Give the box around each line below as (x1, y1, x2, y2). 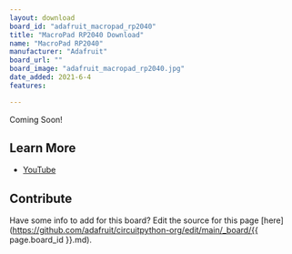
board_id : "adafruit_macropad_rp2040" (9, 22, 156, 31)
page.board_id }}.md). (9, 234, 93, 246)
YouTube (22, 165, 56, 176)
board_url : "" (9, 56, 64, 65)
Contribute (9, 190, 73, 206)
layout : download (9, 13, 76, 23)
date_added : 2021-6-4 (9, 73, 92, 82)
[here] (260, 215, 284, 226)
